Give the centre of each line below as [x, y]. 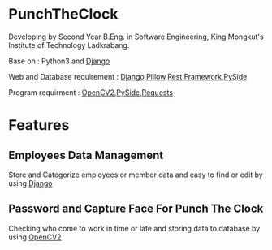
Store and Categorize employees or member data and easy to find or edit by [136, 175]
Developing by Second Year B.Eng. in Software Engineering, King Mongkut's [136, 37]
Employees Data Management [86, 155]
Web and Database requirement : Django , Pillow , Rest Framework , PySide [128, 76]
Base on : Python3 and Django [59, 61]
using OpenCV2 [35, 237]
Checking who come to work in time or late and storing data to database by [134, 228]
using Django [30, 183]
